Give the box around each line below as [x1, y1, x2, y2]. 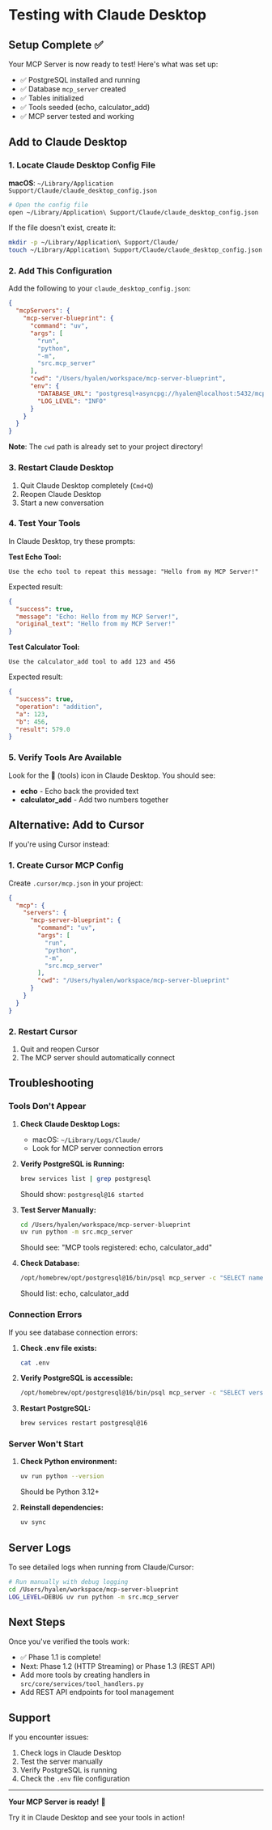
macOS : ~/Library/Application [8, 178, 114, 188]
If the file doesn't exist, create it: [8, 223, 116, 232]
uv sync [19, 1518, 46, 1526]
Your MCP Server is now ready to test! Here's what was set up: [8, 59, 219, 69]
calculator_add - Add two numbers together [19, 795, 169, 805]
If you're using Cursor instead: [8, 839, 110, 849]
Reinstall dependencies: [19, 1503, 104, 1513]
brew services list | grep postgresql [19, 1174, 151, 1182]
